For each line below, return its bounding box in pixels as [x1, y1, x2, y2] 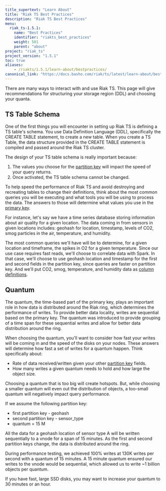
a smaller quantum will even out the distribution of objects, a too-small [5, 385, 148, 391]
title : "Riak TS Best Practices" [5, 12, 74, 17]
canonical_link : [5, 72, 39, 77]
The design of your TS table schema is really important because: [5, 154, 137, 160]
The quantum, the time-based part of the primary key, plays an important [5, 299, 154, 305]
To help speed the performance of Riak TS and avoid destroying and [5, 184, 144, 190]
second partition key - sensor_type [12, 415, 84, 421]
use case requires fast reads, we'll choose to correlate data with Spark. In [5, 250, 155, 256]
